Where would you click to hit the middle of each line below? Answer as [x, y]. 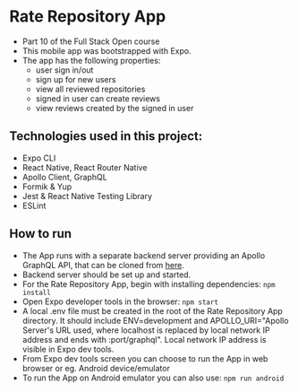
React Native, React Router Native [85, 167]
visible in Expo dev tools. [68, 349]
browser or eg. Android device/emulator [96, 368]
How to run [41, 234]
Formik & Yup [47, 187]
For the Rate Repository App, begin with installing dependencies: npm [149, 283]
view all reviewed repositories [90, 89]
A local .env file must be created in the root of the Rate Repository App [153, 310]
